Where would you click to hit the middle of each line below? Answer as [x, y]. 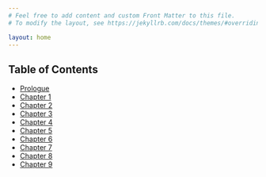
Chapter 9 [36, 164]
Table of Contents [53, 69]
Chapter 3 [36, 114]
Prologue [34, 89]
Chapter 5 [36, 131]
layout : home [30, 37]
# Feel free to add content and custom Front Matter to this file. [122, 15]
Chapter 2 [36, 106]
